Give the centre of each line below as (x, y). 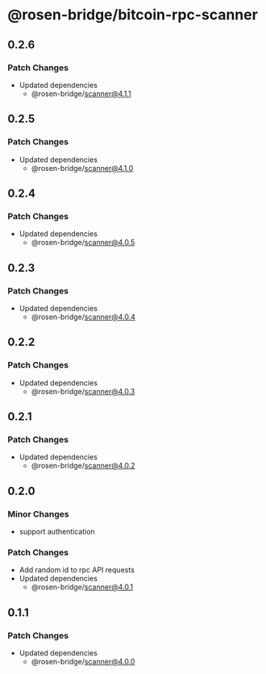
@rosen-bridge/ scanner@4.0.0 (83, 661)
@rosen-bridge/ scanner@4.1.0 (82, 168)
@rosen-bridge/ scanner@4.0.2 (83, 466)
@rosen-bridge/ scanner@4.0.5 (83, 243)
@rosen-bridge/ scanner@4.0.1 (82, 587)
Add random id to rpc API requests (77, 570)
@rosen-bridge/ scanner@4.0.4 (83, 317)
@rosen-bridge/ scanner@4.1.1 (81, 94)
